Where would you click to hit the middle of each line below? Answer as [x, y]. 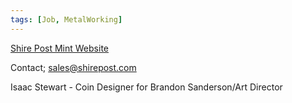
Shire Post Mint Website [59, 48]
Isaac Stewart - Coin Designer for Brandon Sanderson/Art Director [146, 87]
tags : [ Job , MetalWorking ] [66, 19]
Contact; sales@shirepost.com [73, 67]
